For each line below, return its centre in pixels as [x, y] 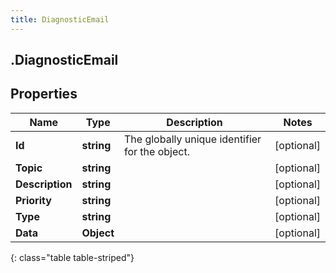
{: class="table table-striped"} [72, 257]
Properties [44, 94]
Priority [33, 200]
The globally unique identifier [193, 139]
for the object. [157, 151]
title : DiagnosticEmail [60, 19]
